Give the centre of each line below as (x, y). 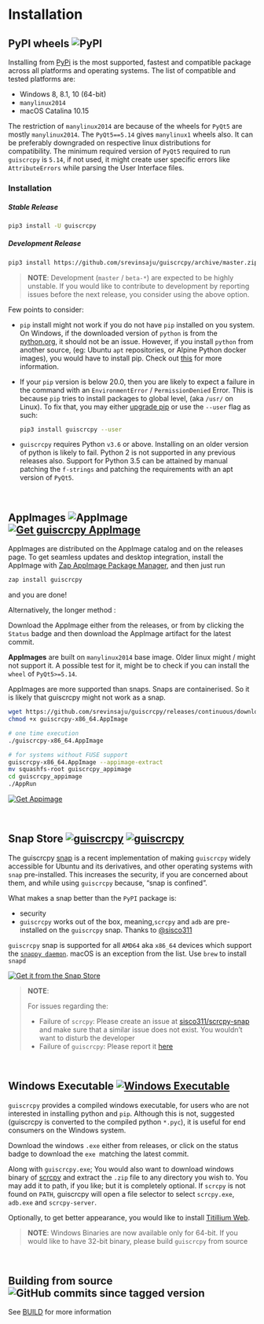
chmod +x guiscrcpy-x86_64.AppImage (68, 719)
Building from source (60, 1281)
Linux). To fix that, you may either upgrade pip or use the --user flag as (135, 407)
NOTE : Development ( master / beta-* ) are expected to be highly (130, 277)
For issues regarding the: (68, 1006)
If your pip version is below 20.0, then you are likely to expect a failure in (137, 382)
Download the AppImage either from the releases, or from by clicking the (126, 625)
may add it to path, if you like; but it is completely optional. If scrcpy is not (127, 1185)
